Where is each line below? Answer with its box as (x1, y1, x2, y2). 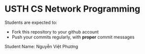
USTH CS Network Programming (4, 3, 141, 15)
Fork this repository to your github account (11, 29, 99, 35)
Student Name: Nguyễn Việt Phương (4, 43, 78, 49)
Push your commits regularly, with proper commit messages (11, 34, 135, 40)
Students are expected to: (4, 19, 57, 25)
